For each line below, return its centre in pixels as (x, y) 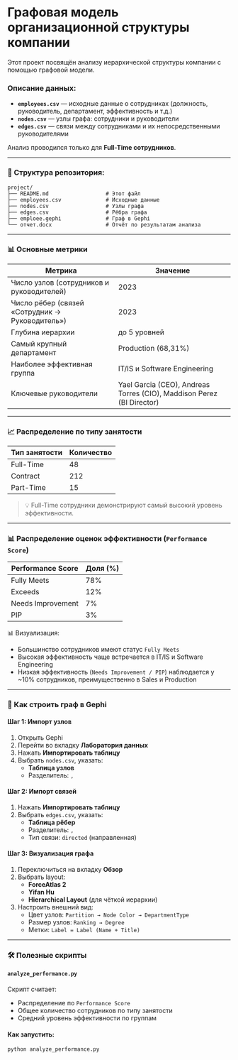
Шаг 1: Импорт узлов (40, 721)
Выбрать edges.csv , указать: (60, 814)
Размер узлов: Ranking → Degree (76, 922)
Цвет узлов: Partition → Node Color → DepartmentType (109, 914)
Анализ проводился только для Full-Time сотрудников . (92, 148)
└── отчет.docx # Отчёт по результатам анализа (104, 224)
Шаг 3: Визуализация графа (51, 853)
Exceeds (25, 592)
